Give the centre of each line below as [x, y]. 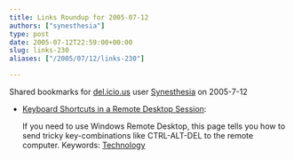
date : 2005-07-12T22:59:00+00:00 [71, 42]
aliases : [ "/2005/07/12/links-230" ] [77, 59]
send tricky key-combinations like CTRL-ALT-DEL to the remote [138, 135]
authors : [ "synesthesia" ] [57, 26]
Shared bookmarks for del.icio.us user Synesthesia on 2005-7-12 [129, 91]
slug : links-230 [39, 51]
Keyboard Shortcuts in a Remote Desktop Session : [114, 109]
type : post [29, 34]
